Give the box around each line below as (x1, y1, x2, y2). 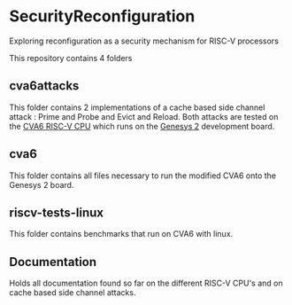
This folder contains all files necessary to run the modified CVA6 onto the (9, 170, 277, 181)
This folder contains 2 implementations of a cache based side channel (9, 102, 265, 113)
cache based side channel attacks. (9, 287, 136, 298)
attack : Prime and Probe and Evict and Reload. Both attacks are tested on (9, 111, 279, 121)
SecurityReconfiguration (9, 6, 196, 27)
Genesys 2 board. (9, 179, 74, 190)
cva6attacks (9, 78, 80, 94)
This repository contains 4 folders (9, 52, 133, 63)
